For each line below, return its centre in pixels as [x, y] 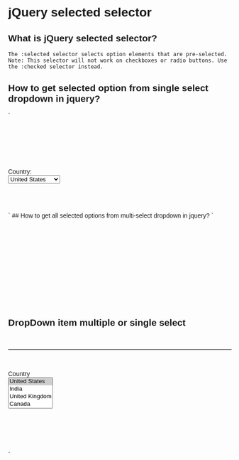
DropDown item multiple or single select [97, 323]
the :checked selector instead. [56, 67]
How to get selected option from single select [108, 88]
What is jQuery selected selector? [83, 38]
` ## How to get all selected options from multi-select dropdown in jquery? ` [111, 215]
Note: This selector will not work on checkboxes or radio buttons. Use [118, 60]
